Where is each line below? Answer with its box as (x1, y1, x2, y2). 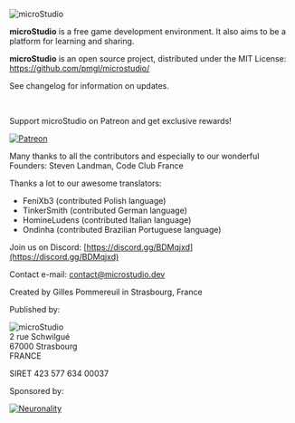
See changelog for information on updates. (9, 81, 170, 91)
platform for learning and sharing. (9, 36, 135, 46)
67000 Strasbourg (9, 341, 78, 351)
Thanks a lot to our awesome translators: (9, 178, 162, 188)
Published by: (9, 304, 61, 314)
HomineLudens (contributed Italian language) (22, 215, 192, 226)
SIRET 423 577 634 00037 (9, 368, 109, 379)
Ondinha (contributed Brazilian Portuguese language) (22, 225, 222, 235)
